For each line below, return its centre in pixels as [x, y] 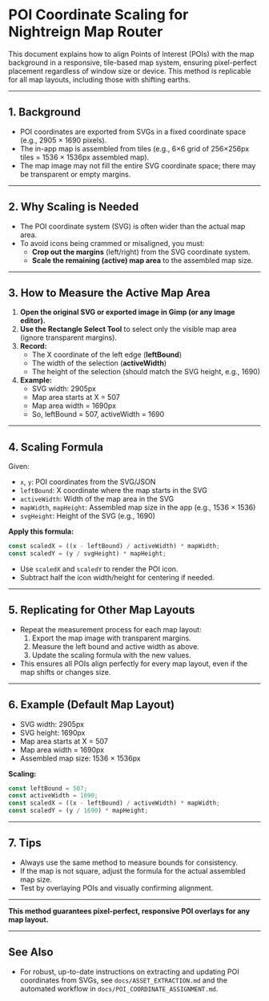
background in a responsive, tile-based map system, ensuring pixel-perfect [133, 63]
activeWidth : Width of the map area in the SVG [97, 499]
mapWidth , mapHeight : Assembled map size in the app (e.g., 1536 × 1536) [138, 507]
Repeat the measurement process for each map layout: [110, 629]
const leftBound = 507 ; [48, 788]
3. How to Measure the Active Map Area [109, 293]
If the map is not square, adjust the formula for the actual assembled [132, 870]
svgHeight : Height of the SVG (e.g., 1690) [88, 516]
